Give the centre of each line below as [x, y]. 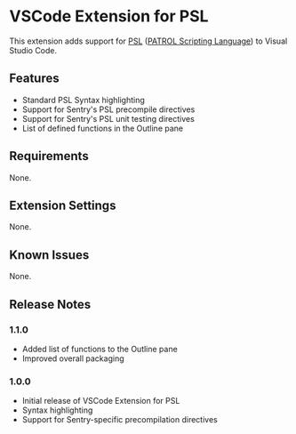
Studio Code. [33, 50]
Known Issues [49, 255]
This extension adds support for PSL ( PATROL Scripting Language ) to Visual [148, 41]
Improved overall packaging [73, 358]
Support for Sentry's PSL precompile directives [108, 109]
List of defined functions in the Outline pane [103, 128]
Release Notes [50, 304]
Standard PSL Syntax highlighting [83, 100]
